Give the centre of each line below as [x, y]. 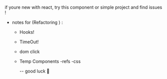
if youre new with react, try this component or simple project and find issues [83, 7]
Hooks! [27, 32]
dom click [30, 52]
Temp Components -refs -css [50, 61]
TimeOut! [29, 42]
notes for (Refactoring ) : [37, 22]
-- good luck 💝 [34, 71]
